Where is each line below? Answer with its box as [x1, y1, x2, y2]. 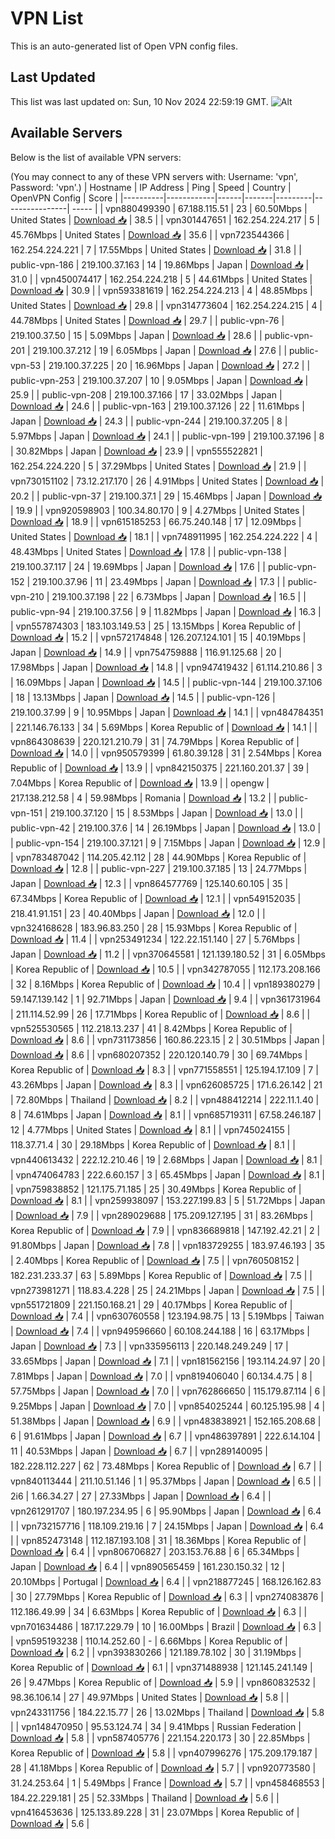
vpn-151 [10, 807, 43, 819]
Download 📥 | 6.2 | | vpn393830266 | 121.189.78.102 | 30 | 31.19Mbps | [10, 1646, 302, 1658]
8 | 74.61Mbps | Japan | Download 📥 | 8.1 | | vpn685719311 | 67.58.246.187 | [10, 1108, 322, 1121]
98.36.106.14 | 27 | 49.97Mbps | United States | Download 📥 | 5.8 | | [10, 1691, 290, 1703]
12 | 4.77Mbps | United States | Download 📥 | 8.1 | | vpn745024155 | [10, 1123, 291, 1136]
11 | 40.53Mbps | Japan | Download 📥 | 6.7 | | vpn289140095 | [10, 1445, 268, 1457]
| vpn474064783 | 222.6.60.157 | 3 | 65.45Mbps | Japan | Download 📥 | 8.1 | [10, 1168, 325, 1181]
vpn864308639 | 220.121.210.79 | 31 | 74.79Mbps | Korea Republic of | [10, 735, 300, 747]
